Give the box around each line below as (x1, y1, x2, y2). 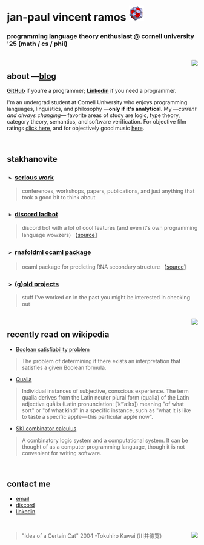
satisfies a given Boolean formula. (21, 364, 107, 371)
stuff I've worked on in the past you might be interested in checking (21, 293, 191, 301)
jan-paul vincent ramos (7, 10, 127, 24)
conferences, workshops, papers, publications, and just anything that (21, 187, 195, 195)
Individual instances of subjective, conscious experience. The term (21, 387, 189, 395)
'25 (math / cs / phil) (7, 39, 68, 48)
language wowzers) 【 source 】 (21, 232, 100, 239)
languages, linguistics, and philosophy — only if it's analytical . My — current (7, 105, 197, 113)
